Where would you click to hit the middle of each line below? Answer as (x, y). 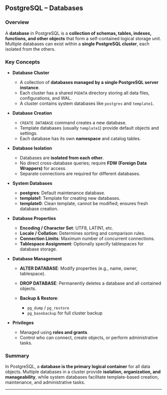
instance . (30, 87)
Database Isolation (32, 148)
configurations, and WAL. (46, 98)
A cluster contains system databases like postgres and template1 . (87, 103)
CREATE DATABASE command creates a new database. (73, 122)
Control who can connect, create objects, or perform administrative (89, 337)
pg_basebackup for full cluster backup (65, 313)
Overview (17, 22)
